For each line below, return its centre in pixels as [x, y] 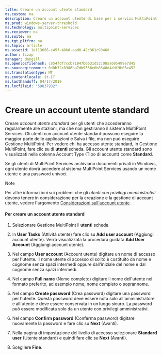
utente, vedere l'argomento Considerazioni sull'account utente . [68, 203]
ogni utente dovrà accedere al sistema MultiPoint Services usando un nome [81, 169]
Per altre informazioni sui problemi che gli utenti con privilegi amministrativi [81, 193]
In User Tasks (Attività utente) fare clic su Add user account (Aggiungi [83, 234]
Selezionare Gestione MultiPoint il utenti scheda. [61, 225]
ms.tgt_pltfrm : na [24, 41]
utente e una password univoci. [36, 174]
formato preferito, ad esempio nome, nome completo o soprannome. [81, 284]
